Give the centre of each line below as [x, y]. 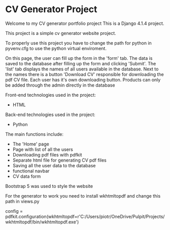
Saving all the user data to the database [54, 165]
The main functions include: [34, 134]
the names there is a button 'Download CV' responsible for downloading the [84, 74]
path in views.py [22, 201]
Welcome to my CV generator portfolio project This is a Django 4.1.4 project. [85, 23]
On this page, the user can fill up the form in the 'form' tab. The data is [79, 58]
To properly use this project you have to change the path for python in [79, 43]
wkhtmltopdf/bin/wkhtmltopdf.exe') [42, 222]
